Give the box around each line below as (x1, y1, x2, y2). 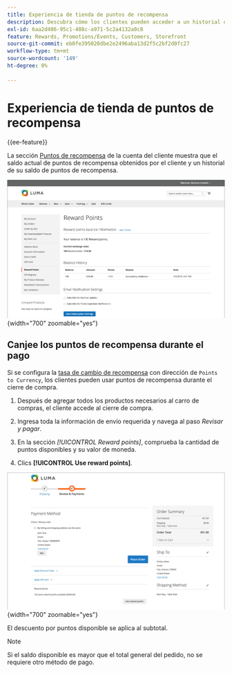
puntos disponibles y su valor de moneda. (17, 445, 137, 453)
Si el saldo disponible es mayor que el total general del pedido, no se (7, 650, 203, 658)
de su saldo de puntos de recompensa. (7, 166, 119, 174)
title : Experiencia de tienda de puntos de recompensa (7, 11, 168, 18)
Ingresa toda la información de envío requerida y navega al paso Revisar (17, 417, 223, 425)
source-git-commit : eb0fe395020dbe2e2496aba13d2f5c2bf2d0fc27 (7, 40, 190, 48)
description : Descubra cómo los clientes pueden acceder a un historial (7, 18, 221, 26)
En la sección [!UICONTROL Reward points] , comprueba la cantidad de (17, 438, 220, 446)
